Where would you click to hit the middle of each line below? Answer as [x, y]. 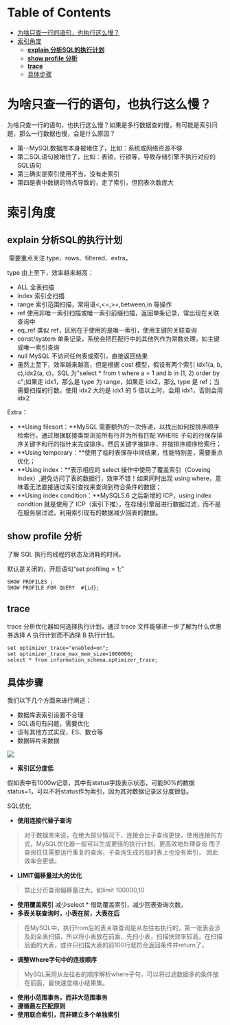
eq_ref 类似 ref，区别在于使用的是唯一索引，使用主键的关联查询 [107, 330]
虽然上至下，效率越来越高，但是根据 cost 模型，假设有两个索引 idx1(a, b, [119, 364]
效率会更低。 [42, 861]
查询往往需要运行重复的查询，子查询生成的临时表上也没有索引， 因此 [121, 853]
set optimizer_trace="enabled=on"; [58, 648]
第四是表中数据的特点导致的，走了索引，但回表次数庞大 [95, 182]
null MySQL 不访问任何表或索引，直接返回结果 [82, 356]
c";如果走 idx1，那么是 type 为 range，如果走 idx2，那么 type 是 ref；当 [118, 381]
